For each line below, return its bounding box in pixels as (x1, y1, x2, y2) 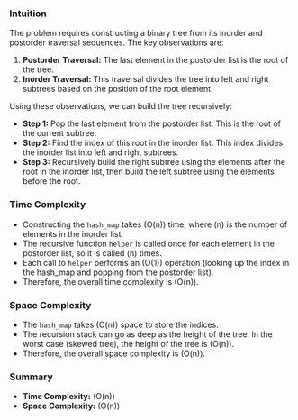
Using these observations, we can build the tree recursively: (9, 101, 232, 112)
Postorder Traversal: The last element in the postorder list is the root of (22, 55, 289, 66)
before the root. (22, 176, 81, 187)
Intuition (9, 7, 48, 20)
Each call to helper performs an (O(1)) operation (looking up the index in (22, 257, 290, 268)
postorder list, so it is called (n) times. (22, 247, 162, 259)
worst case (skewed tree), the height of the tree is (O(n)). (22, 338, 235, 349)
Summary (9, 370, 54, 383)
